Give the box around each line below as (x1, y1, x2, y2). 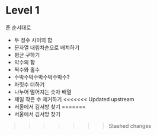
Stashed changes (108, 122, 152, 129)
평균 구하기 (14, 51, 40, 58)
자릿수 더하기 (14, 81, 45, 88)
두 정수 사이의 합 (14, 36, 53, 43)
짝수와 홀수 (14, 66, 40, 73)
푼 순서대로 (5, 24, 31, 31)
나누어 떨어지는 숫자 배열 (14, 88, 72, 95)
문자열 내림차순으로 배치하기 (14, 44, 80, 51)
